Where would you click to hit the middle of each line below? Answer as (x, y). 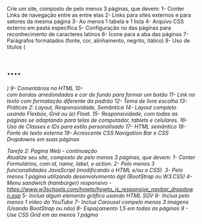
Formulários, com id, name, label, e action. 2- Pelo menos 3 (81, 163)
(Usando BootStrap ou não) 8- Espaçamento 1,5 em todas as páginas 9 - (97, 208)
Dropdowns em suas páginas (43, 139)
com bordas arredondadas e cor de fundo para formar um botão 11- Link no (101, 94)
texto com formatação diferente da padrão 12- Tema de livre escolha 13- (97, 101)
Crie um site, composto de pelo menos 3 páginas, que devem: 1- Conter (96, 9)
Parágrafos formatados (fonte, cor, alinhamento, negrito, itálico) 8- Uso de (99, 41)
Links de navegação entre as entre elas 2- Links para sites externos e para (99, 15)
